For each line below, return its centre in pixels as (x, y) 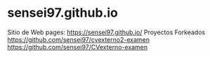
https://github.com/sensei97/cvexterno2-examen (78, 39)
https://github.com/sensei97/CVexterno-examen (78, 47)
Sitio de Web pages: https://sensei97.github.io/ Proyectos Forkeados (106, 32)
